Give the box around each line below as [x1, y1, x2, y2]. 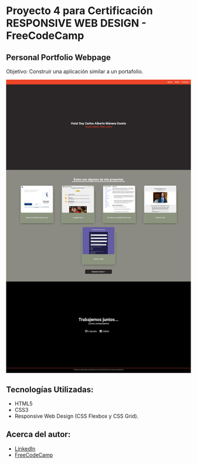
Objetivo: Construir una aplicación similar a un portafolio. [6, 68, 144, 74]
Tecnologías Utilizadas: [6, 384, 94, 394]
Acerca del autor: [6, 429, 71, 439]
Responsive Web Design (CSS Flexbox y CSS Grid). [14, 412, 139, 419]
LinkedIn [14, 445, 36, 452]
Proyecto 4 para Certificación [6, 4, 154, 18]
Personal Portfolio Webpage [6, 52, 111, 62]
